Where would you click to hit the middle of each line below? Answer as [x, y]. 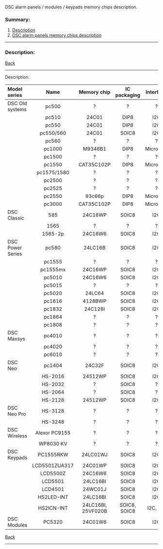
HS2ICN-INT [53, 508]
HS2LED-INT [53, 497]
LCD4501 [53, 489]
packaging [128, 95]
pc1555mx [53, 269]
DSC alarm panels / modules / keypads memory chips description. [71, 7]
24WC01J [95, 489]
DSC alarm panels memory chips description [57, 35]
